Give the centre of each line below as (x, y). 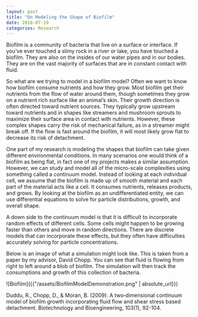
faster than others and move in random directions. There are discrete (90, 230)
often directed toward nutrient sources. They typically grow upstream (91, 106)
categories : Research (33, 28)
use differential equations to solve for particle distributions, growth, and (93, 200)
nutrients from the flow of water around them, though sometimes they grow (98, 94)
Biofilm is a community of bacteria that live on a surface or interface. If (92, 45)
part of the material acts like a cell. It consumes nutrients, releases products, (99, 187)
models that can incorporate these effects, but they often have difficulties (95, 236)
